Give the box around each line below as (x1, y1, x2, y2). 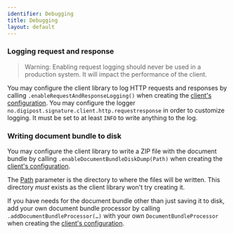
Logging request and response (7, 46, 115, 56)
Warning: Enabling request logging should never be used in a (24, 63, 202, 71)
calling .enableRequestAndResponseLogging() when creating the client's (7, 91, 212, 99)
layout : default (7, 23, 55, 30)
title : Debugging (7, 17, 58, 24)
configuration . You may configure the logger (7, 98, 136, 107)
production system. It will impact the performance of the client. (24, 70, 207, 78)
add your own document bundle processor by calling (7, 204, 160, 212)
